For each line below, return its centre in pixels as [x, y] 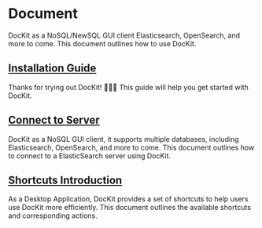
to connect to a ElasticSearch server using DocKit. [90, 156]
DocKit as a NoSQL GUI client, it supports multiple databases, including [124, 139]
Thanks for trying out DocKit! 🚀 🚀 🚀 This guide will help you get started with [129, 87]
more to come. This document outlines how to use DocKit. [102, 43]
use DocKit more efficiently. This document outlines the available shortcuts [130, 208]
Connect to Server [54, 120]
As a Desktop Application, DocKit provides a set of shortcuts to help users [128, 199]
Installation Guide [52, 69]
